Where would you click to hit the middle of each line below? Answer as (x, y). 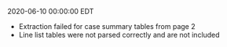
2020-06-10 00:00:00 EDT (51, 11)
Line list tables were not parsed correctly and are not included (119, 35)
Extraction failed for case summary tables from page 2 (107, 26)
